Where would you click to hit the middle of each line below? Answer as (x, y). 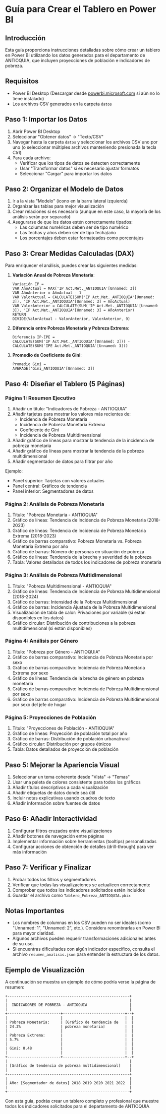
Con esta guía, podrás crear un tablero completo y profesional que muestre (82, 1101)
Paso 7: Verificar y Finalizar (48, 868)
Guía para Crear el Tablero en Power (81, 9)
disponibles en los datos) (38, 618)
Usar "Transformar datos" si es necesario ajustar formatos (79, 168)
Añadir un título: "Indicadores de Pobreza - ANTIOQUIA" (70, 408)
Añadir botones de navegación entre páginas (58, 836)
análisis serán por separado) (41, 217)
